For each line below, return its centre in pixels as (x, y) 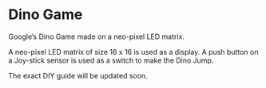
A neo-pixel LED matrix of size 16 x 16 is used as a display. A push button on (133, 52)
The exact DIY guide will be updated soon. (78, 75)
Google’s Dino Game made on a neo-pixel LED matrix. (97, 36)
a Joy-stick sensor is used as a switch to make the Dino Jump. (111, 60)
